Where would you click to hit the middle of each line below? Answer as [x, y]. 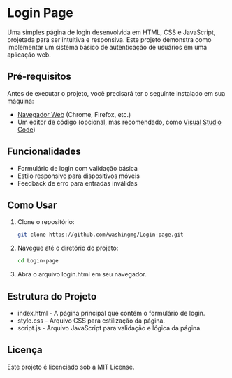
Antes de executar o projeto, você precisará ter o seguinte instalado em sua [116, 93]
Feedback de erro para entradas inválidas [77, 183]
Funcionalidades [44, 152]
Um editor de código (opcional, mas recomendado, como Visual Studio [119, 122]
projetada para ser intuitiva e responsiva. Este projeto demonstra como [109, 39]
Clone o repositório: [46, 222]
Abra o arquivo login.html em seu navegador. [82, 274]
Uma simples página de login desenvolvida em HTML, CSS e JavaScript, [111, 32]
